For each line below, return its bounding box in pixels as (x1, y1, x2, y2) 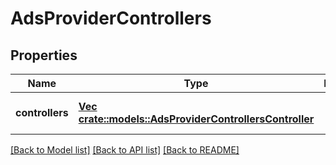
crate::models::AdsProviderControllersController (78, 112, 315, 126)
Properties (10, 47, 78, 64)
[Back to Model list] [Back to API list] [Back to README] (10, 144, 240, 156)
